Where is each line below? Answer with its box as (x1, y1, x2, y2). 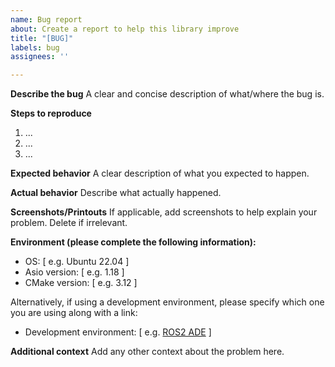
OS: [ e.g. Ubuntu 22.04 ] (24, 256, 130, 268)
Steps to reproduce (10, 107, 92, 120)
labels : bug (10, 42, 60, 53)
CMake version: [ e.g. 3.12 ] (24, 277, 138, 289)
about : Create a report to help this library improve (10, 24, 240, 34)
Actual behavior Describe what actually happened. (10, 187, 222, 199)
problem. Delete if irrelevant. (10, 217, 128, 229)
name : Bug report (10, 14, 83, 25)
